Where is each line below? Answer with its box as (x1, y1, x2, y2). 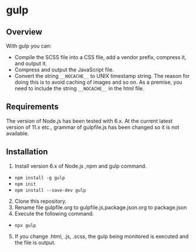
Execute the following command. (14, 210, 94, 217)
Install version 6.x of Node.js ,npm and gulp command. (14, 162, 147, 169)
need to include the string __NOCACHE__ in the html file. (14, 85, 145, 91)
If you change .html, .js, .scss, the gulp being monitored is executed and (14, 233, 189, 240)
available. (6, 130, 29, 137)
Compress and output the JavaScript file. (14, 66, 114, 73)
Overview (6, 27, 43, 37)
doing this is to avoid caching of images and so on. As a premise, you (14, 79, 183, 86)
